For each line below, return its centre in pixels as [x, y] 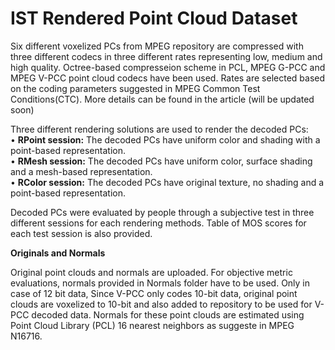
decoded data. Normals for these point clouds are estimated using [168, 314]
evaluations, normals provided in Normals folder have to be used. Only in [160, 283]
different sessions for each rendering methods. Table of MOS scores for [158, 223]
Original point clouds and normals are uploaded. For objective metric [151, 272]
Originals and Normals [58, 253]
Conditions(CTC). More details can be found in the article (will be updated [162, 99]
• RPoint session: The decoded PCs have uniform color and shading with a [165, 139]
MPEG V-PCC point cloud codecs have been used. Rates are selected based [168, 78]
